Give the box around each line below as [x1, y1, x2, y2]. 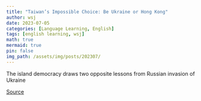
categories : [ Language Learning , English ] [6, 25, 114, 32]
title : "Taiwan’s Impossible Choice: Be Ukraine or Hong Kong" [6, 8, 169, 15]
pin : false [6, 48, 34, 54]
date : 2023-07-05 [6, 20, 50, 26]
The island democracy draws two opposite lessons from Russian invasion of [6, 70, 196, 77]
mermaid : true [6, 43, 42, 49]
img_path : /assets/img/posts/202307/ [6, 54, 101, 60]
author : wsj [6, 14, 36, 20]
